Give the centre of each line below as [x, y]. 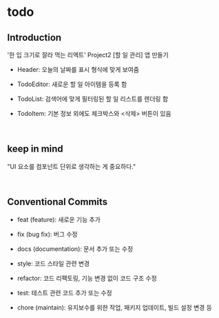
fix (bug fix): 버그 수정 [47, 234]
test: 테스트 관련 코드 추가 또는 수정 [64, 292]
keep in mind [35, 149]
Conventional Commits [58, 202]
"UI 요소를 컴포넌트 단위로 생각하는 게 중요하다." [72, 166]
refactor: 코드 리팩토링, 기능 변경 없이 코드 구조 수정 [87, 278]
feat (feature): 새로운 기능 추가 [59, 219]
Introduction [34, 38]
